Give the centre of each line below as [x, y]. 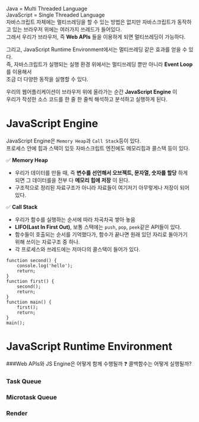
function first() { [30, 281]
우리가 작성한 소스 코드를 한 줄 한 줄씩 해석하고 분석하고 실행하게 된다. [87, 99]
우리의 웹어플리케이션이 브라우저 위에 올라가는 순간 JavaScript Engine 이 [92, 92]
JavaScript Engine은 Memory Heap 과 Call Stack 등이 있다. [74, 141]
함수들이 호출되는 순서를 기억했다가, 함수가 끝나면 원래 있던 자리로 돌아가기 [101, 234]
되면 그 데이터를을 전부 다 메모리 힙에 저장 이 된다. [72, 180]
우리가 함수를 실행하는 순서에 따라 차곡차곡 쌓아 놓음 [75, 219]
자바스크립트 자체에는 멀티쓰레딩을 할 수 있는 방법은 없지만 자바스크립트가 [91, 22]
